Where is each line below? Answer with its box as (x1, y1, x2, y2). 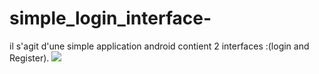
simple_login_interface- (9, 7, 212, 30)
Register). (9, 52, 50, 64)
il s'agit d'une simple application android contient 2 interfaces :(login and (9, 40, 310, 52)
